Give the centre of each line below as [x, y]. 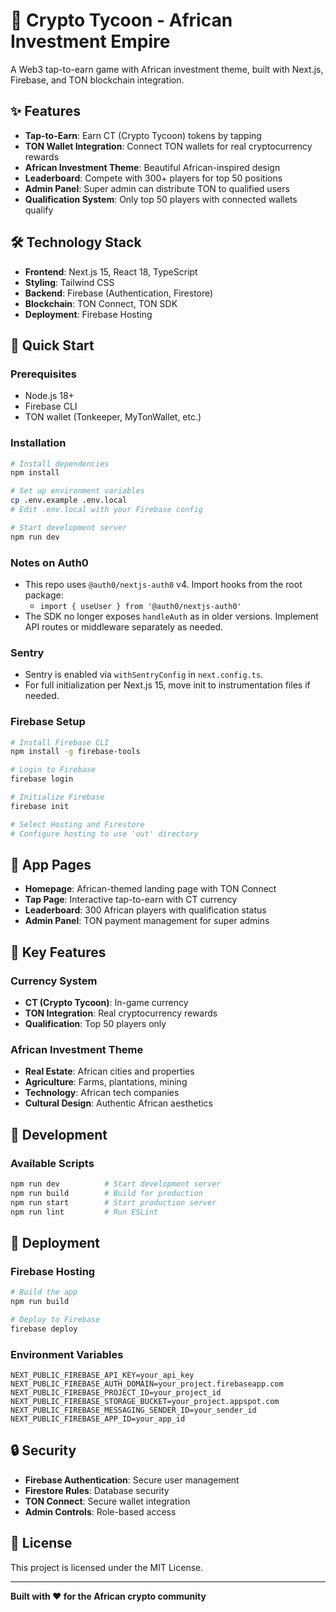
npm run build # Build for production [106, 1193]
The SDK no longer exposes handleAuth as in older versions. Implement [171, 616]
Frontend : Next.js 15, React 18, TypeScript [111, 271]
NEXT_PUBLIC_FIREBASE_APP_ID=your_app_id [98, 1419]
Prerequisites [43, 374]
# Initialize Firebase [57, 797]
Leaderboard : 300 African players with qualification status [145, 910]
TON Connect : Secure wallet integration [107, 1501]
